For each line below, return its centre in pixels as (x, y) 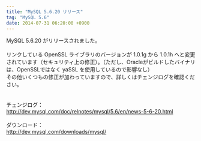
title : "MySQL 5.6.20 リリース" (45, 12)
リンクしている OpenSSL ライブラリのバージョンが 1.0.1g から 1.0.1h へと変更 (101, 55)
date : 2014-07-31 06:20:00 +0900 (48, 23)
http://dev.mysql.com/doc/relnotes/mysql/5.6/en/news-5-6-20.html (90, 112)
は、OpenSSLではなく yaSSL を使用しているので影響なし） (79, 70)
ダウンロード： (25, 125)
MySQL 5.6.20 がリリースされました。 (53, 41)
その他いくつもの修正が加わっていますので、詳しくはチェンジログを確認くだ (100, 77)
